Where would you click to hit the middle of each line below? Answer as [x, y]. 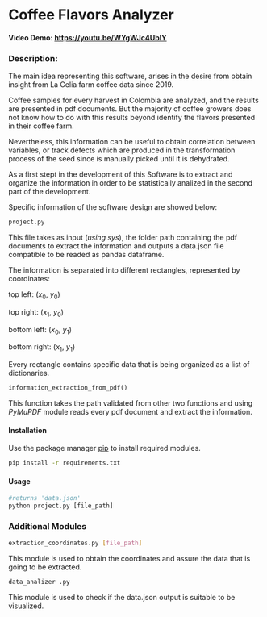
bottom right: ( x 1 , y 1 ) [42, 348]
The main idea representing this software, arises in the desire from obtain [130, 76]
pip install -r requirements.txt [65, 463]
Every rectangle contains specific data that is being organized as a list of [129, 365]
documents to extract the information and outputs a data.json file [116, 246]
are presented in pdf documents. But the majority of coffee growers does [130, 109]
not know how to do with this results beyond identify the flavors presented [132, 118]
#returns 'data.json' [45, 498]
